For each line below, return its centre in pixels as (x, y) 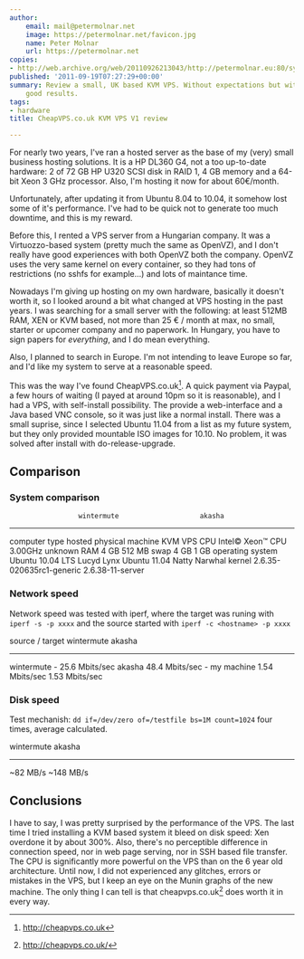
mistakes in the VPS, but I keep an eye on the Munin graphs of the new (141, 880)
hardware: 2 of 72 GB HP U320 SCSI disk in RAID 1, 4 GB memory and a (143, 172)
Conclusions (46, 801)
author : (24, 18)
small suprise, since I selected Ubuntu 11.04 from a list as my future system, (151, 424)
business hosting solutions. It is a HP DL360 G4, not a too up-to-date (138, 162)
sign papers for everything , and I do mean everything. (110, 339)
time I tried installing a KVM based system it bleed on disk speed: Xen (139, 832)
